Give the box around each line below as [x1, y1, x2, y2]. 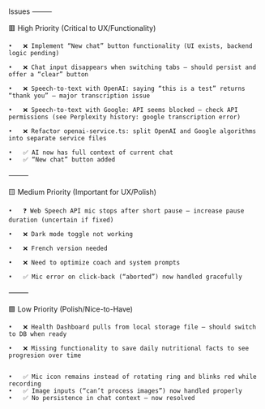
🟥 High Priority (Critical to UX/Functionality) [8, 24, 156, 32]
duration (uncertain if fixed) [8, 216, 114, 224]
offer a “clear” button [8, 71, 89, 79]
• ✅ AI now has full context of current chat [8, 149, 174, 157]
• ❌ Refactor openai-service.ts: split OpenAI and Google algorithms [8, 127, 257, 136]
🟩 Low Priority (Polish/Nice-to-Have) [8, 304, 134, 314]
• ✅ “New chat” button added [8, 156, 116, 164]
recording [8, 380, 42, 388]
